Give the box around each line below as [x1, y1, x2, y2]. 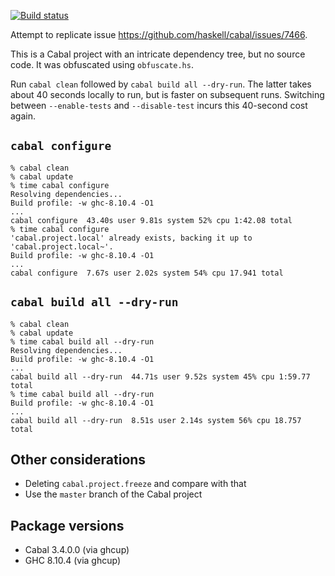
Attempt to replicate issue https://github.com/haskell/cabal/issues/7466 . [10, 29, 308, 40]
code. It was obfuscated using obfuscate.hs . [10, 59, 194, 70]
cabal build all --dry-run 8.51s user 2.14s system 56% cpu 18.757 [10, 415, 302, 425]
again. [10, 110, 37, 122]
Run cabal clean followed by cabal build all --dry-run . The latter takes [10, 78, 312, 90]
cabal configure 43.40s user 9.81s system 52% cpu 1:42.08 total [10, 215, 293, 225]
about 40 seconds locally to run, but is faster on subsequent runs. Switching [10, 89, 325, 100]
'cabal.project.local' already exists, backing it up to [10, 233, 253, 243]
